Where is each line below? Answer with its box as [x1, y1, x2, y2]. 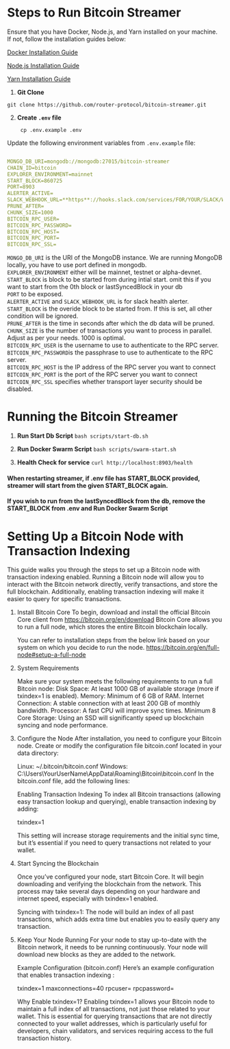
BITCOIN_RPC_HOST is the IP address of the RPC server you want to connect [7, 363, 216, 372]
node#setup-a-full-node [16, 651, 86, 659]
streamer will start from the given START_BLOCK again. [7, 481, 168, 489]
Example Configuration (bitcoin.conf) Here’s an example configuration [16, 964, 214, 972]
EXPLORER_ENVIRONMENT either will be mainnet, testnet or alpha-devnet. [7, 268, 202, 276]
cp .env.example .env [20, 126, 82, 133]
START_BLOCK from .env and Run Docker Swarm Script [7, 504, 168, 512]
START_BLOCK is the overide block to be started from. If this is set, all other [7, 304, 213, 313]
